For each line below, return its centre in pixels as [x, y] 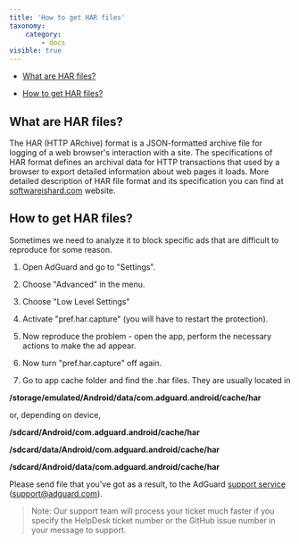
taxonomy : [28, 26]
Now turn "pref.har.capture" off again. [92, 363]
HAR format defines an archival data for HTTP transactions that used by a [145, 162]
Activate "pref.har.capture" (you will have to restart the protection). [145, 319]
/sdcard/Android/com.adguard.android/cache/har [105, 432]
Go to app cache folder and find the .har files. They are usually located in [157, 380]
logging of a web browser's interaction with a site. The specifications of [141, 152]
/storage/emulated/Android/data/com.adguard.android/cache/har [135, 398]
